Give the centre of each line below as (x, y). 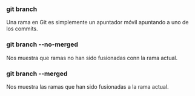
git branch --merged (37, 74)
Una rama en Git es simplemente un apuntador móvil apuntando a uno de (97, 22)
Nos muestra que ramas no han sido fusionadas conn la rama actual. (92, 58)
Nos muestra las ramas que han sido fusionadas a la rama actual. (88, 86)
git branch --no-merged (42, 44)
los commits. (22, 29)
